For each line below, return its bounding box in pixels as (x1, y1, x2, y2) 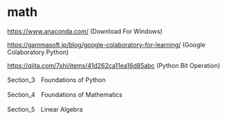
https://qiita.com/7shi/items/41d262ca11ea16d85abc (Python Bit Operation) (7, 61, 220, 69)
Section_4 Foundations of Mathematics (7, 90, 122, 98)
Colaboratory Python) (7, 48, 69, 56)
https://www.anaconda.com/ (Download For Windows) (7, 27, 163, 35)
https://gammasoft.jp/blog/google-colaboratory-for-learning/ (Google (7, 40, 206, 49)
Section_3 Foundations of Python (7, 76, 106, 84)
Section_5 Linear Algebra (7, 105, 83, 113)
